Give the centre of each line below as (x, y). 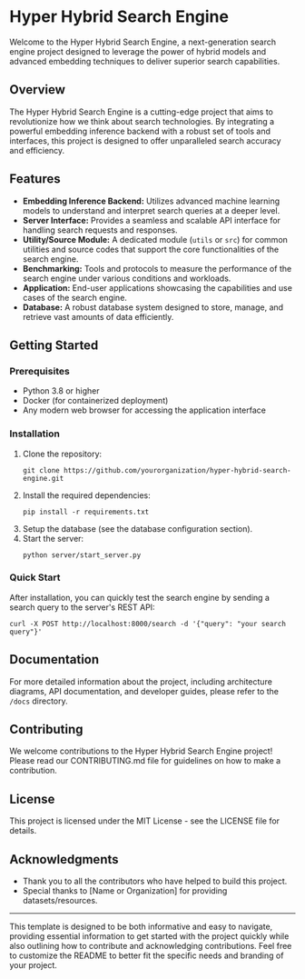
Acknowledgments (64, 859)
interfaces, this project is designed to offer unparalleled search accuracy (145, 140)
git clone (41, 470)
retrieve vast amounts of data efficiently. (98, 316)
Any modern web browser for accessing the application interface (144, 410)
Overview (38, 90)
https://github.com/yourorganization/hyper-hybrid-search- (177, 470)
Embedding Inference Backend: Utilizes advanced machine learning (151, 201)
